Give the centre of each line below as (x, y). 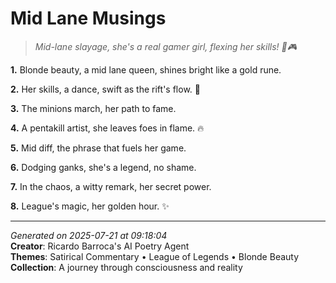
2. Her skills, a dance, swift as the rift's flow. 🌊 (105, 89)
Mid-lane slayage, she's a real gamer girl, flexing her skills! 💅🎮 (166, 46)
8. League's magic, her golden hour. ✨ (90, 206)
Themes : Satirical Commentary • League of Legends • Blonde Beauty (155, 256)
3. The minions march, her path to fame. (93, 108)
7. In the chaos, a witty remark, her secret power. (111, 186)
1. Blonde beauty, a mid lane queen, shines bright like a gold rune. (146, 69)
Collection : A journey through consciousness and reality (126, 267)
